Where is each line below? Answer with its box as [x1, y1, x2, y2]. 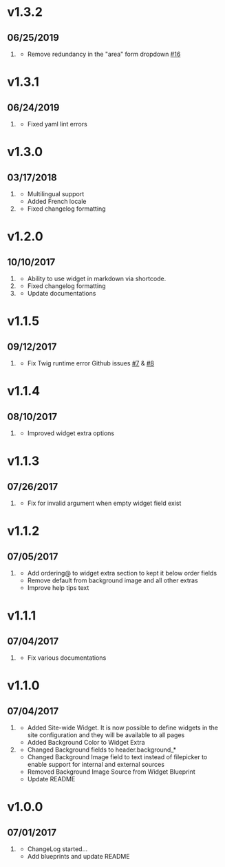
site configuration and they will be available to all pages [27, 731, 185, 739]
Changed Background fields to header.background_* [27, 745, 177, 754]
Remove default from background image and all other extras [27, 576, 198, 584]
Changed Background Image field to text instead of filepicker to [27, 753, 208, 761]
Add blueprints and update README [27, 852, 130, 860]
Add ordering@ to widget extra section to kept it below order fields [27, 569, 217, 577]
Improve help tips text [27, 584, 89, 591]
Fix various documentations [27, 654, 107, 662]
